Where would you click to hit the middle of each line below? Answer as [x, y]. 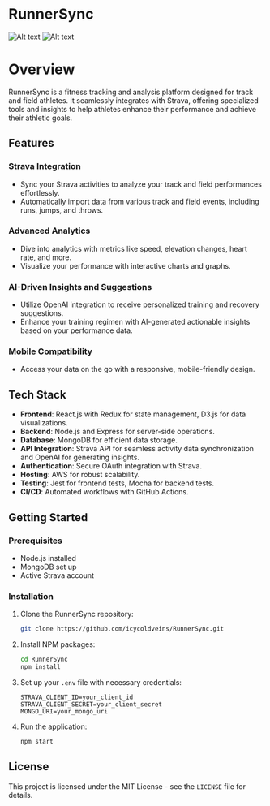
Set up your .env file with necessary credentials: [101, 682]
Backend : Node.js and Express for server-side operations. [117, 432]
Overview [42, 69]
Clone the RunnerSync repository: [77, 614]
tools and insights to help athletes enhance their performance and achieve [133, 109]
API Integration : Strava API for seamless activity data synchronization [137, 449]
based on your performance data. [76, 330]
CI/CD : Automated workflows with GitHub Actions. [104, 492]
